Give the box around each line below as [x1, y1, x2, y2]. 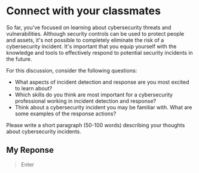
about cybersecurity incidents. [6, 128, 82, 135]
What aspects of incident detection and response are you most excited [14, 78, 189, 86]
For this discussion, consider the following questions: [6, 67, 137, 74]
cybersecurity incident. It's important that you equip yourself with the [6, 43, 177, 50]
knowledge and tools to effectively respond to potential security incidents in [6, 49, 193, 56]
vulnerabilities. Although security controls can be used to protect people [6, 30, 184, 37]
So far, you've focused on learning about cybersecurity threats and [6, 24, 172, 31]
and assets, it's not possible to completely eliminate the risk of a [6, 36, 164, 43]
